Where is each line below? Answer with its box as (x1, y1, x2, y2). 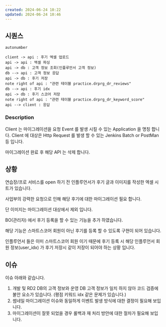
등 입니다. (5, 138, 24, 145)
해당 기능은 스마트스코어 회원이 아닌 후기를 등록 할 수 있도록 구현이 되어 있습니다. (5, 228, 162, 234)
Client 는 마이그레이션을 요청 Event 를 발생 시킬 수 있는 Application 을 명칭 (5, 126, 151, 132)
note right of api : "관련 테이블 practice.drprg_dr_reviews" (5, 81, 132, 86)
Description (5, 114, 34, 121)
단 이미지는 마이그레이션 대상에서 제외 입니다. (5, 206, 93, 212)
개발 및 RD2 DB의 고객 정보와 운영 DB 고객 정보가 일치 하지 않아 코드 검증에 (12, 285, 159, 292)
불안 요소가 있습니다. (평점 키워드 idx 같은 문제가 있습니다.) (12, 292, 127, 298)
